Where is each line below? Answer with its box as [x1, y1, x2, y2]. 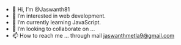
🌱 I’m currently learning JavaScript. [12, 19, 102, 26]
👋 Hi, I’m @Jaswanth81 [12, 6, 70, 13]
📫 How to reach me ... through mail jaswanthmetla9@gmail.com [12, 32, 175, 39]
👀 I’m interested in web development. [12, 12, 106, 19]
